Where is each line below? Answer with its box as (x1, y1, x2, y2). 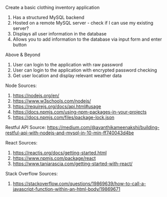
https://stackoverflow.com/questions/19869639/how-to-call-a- (12, 181, 146, 187)
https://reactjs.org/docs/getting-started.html (12, 150, 107, 156)
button (12, 42, 27, 48)
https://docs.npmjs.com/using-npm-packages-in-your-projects (12, 109, 147, 115)
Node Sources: (5, 82, 37, 88)
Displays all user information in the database (12, 31, 107, 37)
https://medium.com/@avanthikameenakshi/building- (47, 124, 160, 130)
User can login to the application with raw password (12, 62, 123, 67)
